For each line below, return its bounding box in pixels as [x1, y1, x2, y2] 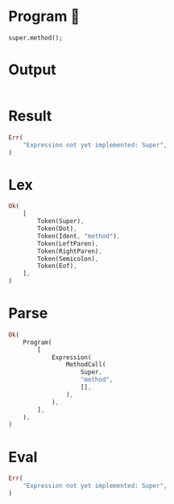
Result [8, 107, 52, 126]
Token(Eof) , [37, 262, 78, 271]
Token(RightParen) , [37, 247, 103, 255]
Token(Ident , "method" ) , [37, 232, 121, 240]
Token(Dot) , [37, 225, 78, 233]
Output [8, 60, 56, 79]
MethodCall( [65, 361, 106, 369]
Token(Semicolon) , [37, 254, 99, 262]
